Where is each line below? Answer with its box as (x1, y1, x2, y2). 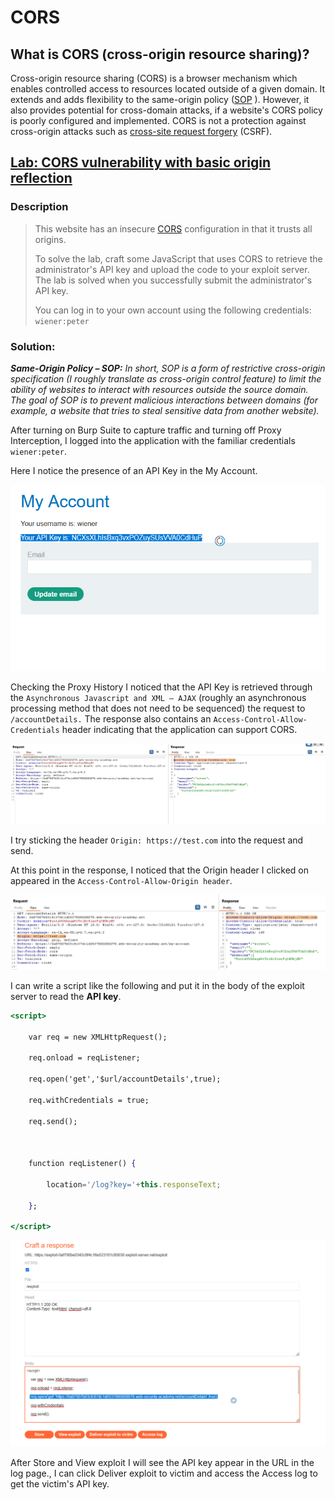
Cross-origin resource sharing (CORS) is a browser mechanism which (10, 72, 298, 84)
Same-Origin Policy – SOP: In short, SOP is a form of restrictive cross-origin (10, 362, 326, 374)
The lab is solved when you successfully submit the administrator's (34, 274, 313, 286)
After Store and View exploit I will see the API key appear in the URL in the (10, 1457, 315, 1469)
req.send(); (28, 1116, 78, 1126)
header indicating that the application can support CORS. (61, 724, 298, 736)
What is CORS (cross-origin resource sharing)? (10, 46, 310, 63)
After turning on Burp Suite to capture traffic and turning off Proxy (10, 424, 282, 436)
